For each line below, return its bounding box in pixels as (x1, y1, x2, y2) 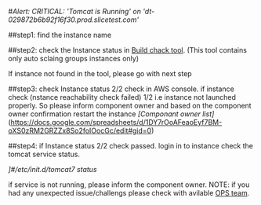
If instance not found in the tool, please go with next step (8, 69, 192, 78)
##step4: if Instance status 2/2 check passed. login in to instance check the (8, 141, 253, 150)
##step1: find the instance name (8, 31, 112, 39)
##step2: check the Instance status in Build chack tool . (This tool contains (8, 46, 247, 54)
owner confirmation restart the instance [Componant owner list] (8, 109, 215, 119)
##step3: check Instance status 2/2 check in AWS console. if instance (8, 84, 235, 93)
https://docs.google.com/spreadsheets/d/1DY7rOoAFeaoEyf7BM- (10, 118, 223, 126)
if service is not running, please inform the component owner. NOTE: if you (8, 180, 250, 189)
